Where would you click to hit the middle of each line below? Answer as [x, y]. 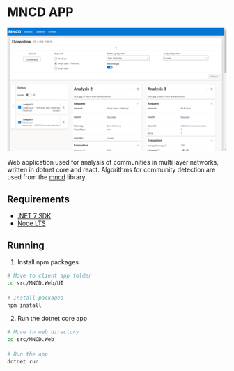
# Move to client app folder [49, 276]
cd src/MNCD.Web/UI [36, 283]
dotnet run [23, 361]
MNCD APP [41, 12]
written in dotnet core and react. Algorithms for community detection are [111, 170]
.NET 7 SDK [34, 216]
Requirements [38, 199]
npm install [24, 305]
